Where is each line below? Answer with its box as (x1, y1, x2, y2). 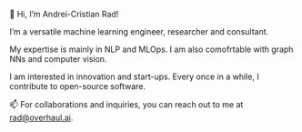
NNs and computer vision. (9, 54, 107, 64)
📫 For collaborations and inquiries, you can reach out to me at (9, 99, 244, 109)
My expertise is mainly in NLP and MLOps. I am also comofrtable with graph (9, 44, 294, 55)
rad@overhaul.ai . (9, 112, 74, 123)
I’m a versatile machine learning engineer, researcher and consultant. (9, 26, 269, 36)
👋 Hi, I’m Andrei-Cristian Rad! (9, 9, 119, 19)
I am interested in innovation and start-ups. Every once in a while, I (9, 71, 259, 82)
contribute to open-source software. (9, 81, 146, 91)
